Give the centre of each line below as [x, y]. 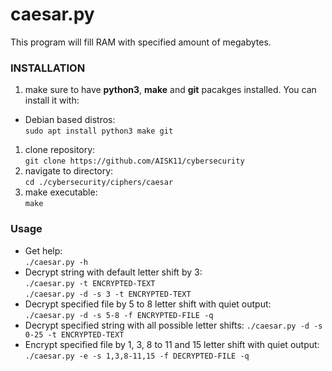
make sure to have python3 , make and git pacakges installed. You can [170, 90]
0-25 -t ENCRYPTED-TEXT [74, 334]
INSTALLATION [48, 68]
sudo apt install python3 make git [99, 131]
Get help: [43, 250]
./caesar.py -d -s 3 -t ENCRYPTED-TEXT [108, 294]
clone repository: [60, 150]
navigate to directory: [69, 171]
